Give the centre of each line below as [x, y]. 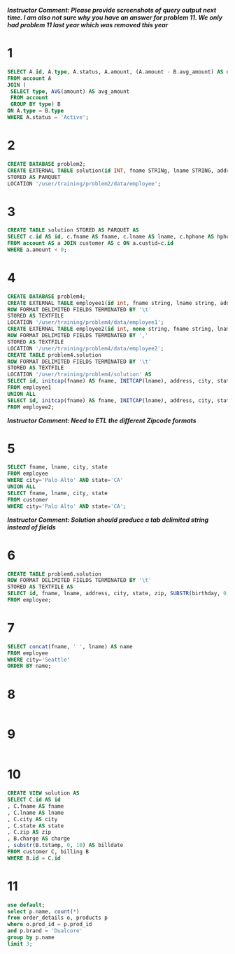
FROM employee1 [29, 387]
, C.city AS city [33, 819]
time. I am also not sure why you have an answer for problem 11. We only [115, 17]
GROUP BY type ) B [35, 104]
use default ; [26, 905]
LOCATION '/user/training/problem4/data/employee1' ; [86, 322]
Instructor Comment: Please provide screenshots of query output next [112, 10]
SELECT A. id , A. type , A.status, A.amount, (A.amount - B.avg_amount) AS [115, 72]
